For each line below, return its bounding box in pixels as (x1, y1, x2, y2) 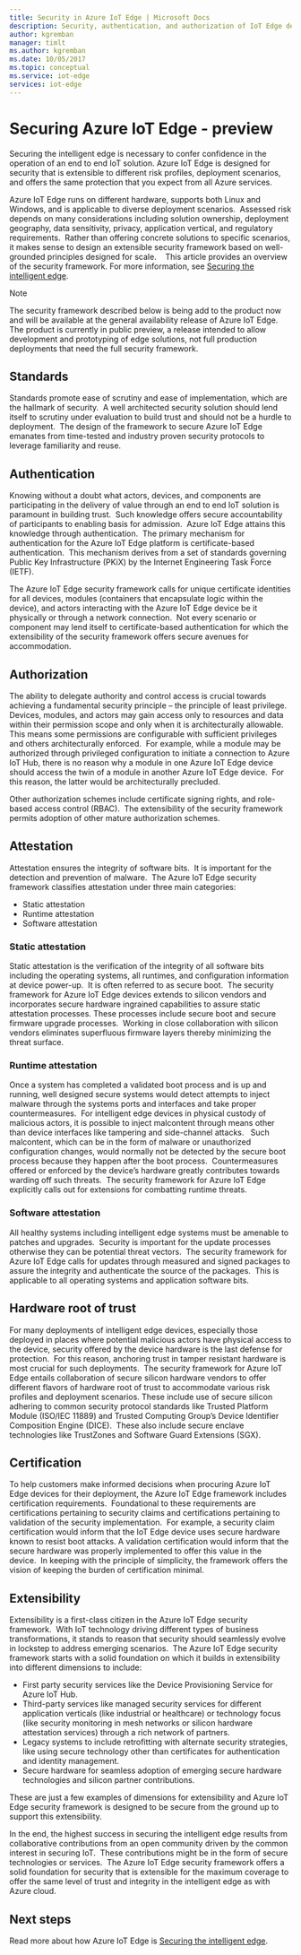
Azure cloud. (9, 1886, 56, 1897)
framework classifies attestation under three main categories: (9, 881, 236, 892)
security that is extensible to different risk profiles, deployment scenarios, (9, 167, 281, 177)
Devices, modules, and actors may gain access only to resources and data (9, 710, 284, 720)
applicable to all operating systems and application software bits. (9, 1275, 249, 1285)
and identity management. (21, 1756, 119, 1767)
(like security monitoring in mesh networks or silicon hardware (21, 1717, 254, 1728)
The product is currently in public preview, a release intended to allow (9, 324, 267, 334)
